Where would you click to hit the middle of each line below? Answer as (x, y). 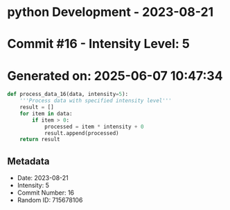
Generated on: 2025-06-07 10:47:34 (115, 75)
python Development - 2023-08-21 (110, 12)
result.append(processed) (81, 133)
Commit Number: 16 (46, 193)
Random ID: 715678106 (50, 200)
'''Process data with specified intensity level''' (96, 101)
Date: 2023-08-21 (43, 178)
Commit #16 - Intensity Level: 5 (99, 44)
